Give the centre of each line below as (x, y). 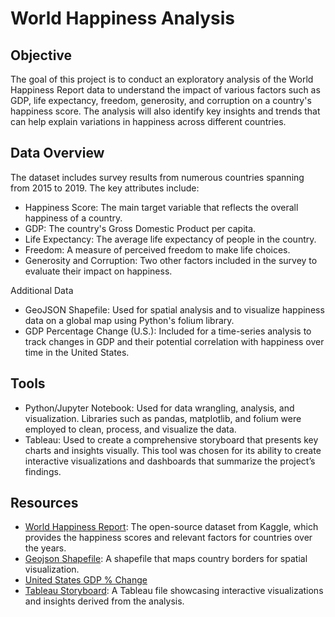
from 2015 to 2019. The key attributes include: (105, 188)
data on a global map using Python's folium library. (129, 320)
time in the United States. (77, 352)
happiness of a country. (73, 218)
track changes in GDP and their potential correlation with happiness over (174, 341)
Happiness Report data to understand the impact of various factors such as (165, 90)
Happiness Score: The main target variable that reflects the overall (161, 207)
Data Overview (57, 153)
